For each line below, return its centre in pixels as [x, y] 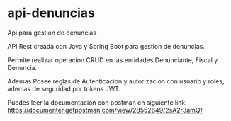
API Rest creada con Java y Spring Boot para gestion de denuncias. [106, 46]
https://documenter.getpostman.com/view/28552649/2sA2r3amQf [105, 110]
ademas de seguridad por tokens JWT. [64, 88]
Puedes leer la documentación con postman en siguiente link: [97, 102]
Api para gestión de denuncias [52, 33]
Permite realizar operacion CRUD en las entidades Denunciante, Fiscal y [113, 60]
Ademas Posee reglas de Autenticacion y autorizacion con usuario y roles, [116, 81]
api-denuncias [51, 13]
